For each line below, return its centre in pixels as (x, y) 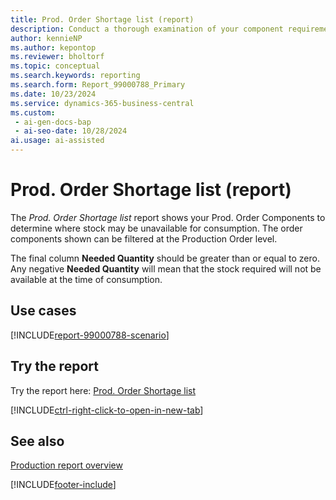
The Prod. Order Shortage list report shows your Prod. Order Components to (168, 217)
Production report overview (66, 465)
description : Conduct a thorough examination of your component (147, 29)
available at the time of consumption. (86, 279)
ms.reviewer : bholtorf (57, 57)
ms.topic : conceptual (55, 66)
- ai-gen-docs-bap (53, 122)
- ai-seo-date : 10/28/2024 (71, 131)
